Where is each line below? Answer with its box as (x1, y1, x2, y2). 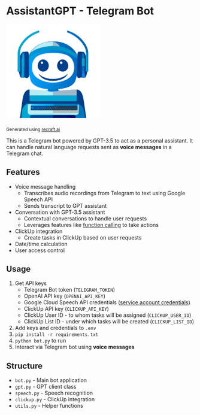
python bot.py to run (14, 337, 66, 344)
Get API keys (14, 280, 47, 287)
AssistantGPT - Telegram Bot (6, 4, 154, 18)
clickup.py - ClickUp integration (14, 396, 95, 403)
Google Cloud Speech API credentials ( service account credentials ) (23, 299, 190, 306)
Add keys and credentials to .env (14, 325, 96, 332)
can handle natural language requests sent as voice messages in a (6, 143, 172, 150)
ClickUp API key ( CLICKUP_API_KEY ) (23, 305, 110, 313)
